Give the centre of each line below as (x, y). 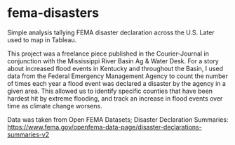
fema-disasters (53, 13)
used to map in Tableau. (42, 39)
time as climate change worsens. (55, 106)
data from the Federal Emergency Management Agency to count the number (117, 76)
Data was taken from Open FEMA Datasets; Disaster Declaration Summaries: (118, 119)
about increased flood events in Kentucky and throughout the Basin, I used (115, 68)
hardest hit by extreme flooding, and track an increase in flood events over (115, 98)
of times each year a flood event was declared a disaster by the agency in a (117, 83)
